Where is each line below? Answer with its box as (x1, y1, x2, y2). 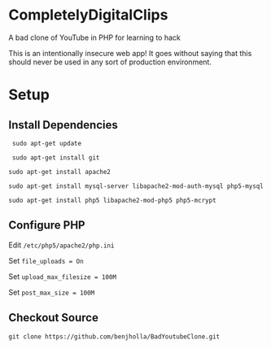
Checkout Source (8, 311, 99, 325)
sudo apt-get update (11, 139, 82, 147)
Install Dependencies (8, 118, 118, 132)
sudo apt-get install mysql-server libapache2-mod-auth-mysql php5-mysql (8, 181, 264, 190)
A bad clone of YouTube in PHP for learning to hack (8, 33, 181, 42)
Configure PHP (8, 218, 85, 233)
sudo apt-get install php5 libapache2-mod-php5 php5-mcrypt (8, 196, 217, 204)
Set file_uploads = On (8, 255, 84, 265)
